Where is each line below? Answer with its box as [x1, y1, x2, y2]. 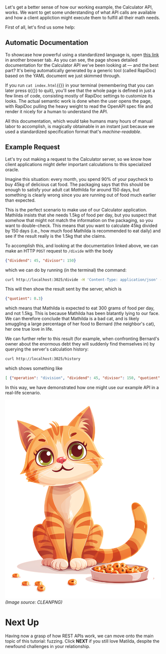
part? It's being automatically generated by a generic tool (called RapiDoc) [5, 67, 157, 73]
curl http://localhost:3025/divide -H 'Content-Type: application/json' [5, 277, 158, 282]
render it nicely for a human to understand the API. [5, 108, 108, 114]
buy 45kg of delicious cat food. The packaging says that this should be [5, 181, 150, 187]
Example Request [5, 143, 60, 151]
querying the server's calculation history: [5, 346, 89, 352]
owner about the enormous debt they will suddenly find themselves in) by [5, 341, 155, 347]
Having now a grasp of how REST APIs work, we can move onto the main [5, 633, 154, 639]
